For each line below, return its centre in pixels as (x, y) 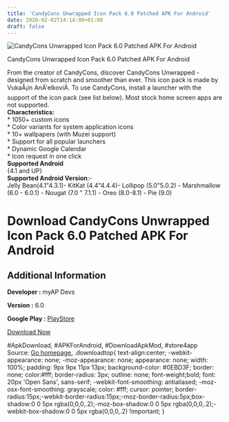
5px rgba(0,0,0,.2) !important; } (121, 412)
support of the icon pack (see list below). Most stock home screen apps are (115, 98)
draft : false (26, 26)
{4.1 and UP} (25, 171)
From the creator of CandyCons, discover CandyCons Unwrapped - (103, 72)
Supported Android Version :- (50, 178)
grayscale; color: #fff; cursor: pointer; (120, 390)
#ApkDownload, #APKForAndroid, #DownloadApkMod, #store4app (102, 345)
